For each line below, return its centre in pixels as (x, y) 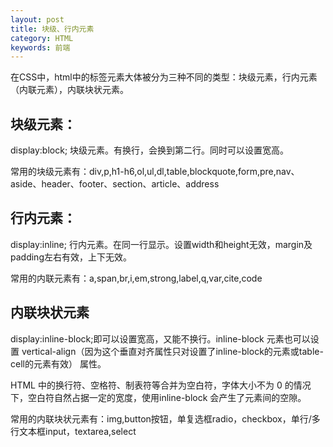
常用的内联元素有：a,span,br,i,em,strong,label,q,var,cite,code (136, 278)
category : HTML (42, 38)
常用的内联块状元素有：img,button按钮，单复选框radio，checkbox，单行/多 (165, 418)
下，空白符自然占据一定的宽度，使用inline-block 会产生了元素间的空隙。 (158, 397)
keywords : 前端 (40, 47)
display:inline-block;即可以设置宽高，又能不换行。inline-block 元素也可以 (160, 338)
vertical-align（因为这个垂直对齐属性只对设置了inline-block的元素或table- (172, 351)
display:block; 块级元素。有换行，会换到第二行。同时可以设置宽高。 (150, 150)
